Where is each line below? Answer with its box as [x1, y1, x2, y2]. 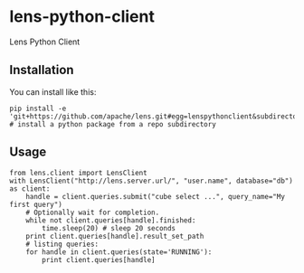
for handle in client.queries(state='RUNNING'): [25, 247, 213, 257]
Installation [9, 62, 74, 78]
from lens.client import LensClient [9, 168, 147, 177]
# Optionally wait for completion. [25, 208, 160, 217]
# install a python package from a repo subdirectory [9, 119, 217, 128]
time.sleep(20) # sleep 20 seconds [42, 223, 176, 232]
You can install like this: [9, 86, 97, 97]
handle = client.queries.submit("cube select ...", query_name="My [25, 192, 285, 201]
